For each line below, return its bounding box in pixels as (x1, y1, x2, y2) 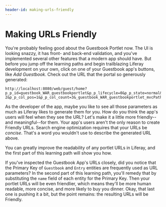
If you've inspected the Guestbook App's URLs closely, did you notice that (5, 159, 157, 165)
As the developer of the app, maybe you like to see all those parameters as (5, 103, 158, 109)
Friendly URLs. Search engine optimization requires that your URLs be (5, 124, 147, 130)
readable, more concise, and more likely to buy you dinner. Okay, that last (5, 186, 155, 192)
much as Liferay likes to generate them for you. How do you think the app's (5, 108, 158, 114)
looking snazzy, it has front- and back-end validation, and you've (5, 50, 137, 56)
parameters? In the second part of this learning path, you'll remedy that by (5, 170, 157, 176)
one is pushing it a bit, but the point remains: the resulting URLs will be (5, 191, 149, 197)
